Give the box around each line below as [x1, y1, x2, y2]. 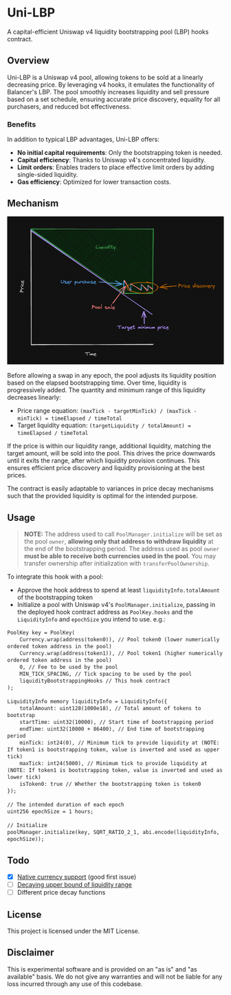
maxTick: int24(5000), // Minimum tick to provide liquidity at [19, 760, 208, 767]
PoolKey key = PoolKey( [7, 630, 76, 636]
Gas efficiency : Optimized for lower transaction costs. [16, 178, 171, 186]
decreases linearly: [7, 394, 61, 402]
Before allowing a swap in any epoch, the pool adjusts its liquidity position [7, 372, 217, 380]
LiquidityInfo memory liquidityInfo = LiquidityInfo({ [7, 698, 168, 705]
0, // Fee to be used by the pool [19, 664, 118, 671]
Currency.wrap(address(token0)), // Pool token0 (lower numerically [19, 636, 220, 643]
